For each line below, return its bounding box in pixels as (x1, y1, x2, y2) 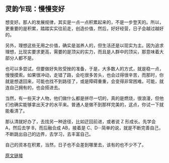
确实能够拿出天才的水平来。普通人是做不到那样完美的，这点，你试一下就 (14, 101, 164, 107)
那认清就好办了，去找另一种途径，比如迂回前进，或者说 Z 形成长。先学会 (5, 118, 156, 124)
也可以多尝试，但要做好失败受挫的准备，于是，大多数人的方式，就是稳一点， (5, 65, 164, 71)
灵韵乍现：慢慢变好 (5, 5, 65, 14)
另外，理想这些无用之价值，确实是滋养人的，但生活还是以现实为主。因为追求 (5, 42, 164, 48)
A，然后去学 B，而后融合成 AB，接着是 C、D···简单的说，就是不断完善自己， (5, 125, 163, 131)
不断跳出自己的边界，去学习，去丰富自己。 (5, 131, 94, 137)
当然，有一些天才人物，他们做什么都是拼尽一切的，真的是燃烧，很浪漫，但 (5, 95, 159, 101)
